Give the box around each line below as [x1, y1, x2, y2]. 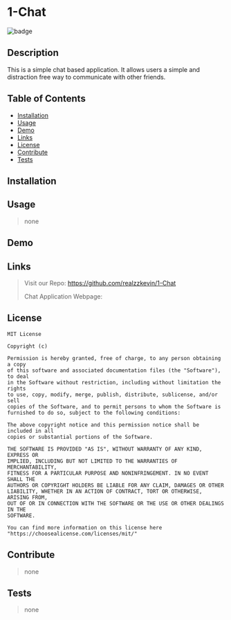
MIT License [7, 330, 41, 337]
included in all [7, 427, 54, 434]
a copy [7, 361, 26, 368]
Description [7, 47, 59, 59]
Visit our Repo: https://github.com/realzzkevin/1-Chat [24, 279, 176, 287]
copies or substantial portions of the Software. [7, 433, 154, 440]
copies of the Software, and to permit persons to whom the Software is [7, 403, 221, 410]
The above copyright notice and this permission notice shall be [7, 421, 199, 429]
